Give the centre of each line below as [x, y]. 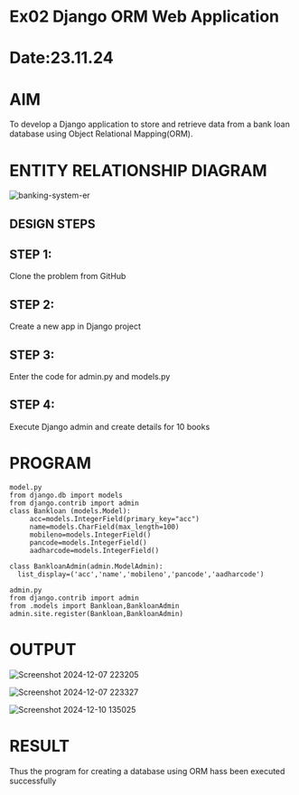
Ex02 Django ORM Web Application [145, 17]
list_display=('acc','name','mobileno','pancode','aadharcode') [141, 574]
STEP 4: [33, 405]
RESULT [40, 746]
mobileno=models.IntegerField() [90, 535]
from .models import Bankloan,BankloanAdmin [94, 606]
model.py [26, 487]
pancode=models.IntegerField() [88, 542]
